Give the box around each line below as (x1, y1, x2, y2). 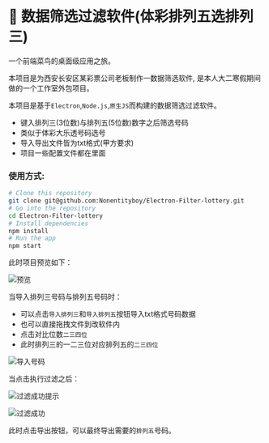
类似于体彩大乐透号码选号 (19, 127, 106, 138)
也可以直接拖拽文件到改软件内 (19, 319, 120, 329)
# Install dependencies (8, 219, 89, 228)
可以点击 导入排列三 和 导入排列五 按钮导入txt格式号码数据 (19, 309, 196, 319)
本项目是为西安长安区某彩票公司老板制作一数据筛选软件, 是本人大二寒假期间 (8, 73, 261, 83)
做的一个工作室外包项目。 (8, 83, 94, 93)
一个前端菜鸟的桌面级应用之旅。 (8, 56, 115, 66)
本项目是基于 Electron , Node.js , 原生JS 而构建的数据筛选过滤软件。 (8, 100, 221, 110)
